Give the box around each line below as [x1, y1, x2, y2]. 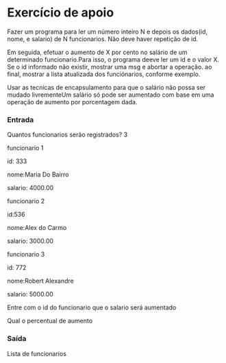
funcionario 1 [7, 144, 44, 152]
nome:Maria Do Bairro [7, 170, 69, 179]
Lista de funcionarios [7, 349, 67, 358]
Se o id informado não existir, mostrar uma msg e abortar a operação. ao [7, 62, 212, 71]
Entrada [7, 115, 34, 124]
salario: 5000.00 [7, 290, 53, 298]
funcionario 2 [7, 197, 45, 205]
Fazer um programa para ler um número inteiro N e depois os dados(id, [7, 27, 208, 36]
